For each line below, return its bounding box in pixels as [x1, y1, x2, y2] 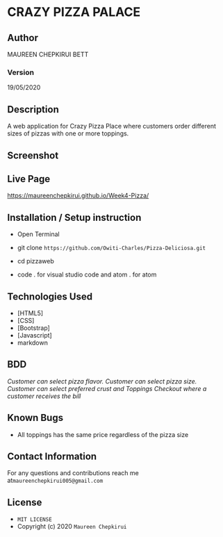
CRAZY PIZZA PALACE [7, 4, 141, 20]
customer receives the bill [7, 392, 81, 400]
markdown [17, 338, 49, 347]
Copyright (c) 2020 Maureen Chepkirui [17, 522, 127, 531]
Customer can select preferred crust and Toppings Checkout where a [7, 384, 207, 393]
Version [7, 67, 35, 77]
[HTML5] [17, 308, 44, 317]
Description [7, 104, 59, 115]
